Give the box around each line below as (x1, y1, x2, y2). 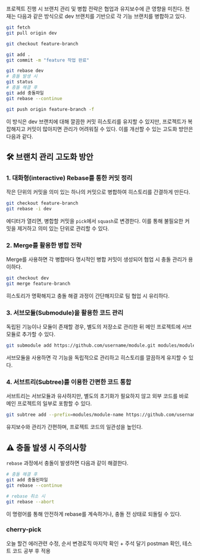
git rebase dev (6, 68, 44, 74)
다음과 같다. (6, 133, 34, 140)
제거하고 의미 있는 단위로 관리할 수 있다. (17, 225, 110, 232)
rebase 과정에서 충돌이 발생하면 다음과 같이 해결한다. (6, 459, 129, 466)
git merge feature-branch (6, 281, 70, 287)
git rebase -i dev (6, 206, 52, 212)
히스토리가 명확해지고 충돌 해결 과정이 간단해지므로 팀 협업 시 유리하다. (6, 292, 170, 299)
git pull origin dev (6, 30, 58, 36)
